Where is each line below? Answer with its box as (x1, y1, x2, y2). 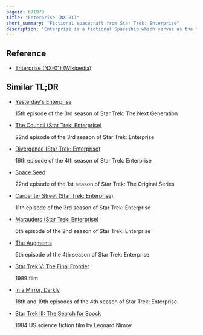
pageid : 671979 (6, 8, 45, 15)
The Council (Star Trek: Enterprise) (14, 121, 102, 129)
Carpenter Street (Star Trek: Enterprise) (14, 192, 114, 199)
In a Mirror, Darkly (14, 286, 60, 293)
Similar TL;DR (6, 82, 59, 92)
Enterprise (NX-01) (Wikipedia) (14, 64, 92, 72)
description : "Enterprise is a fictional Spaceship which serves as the (6, 25, 193, 32)
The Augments (14, 239, 53, 246)
